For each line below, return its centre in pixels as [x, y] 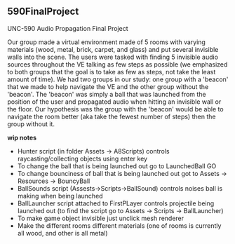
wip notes [22, 137]
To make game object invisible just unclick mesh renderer [101, 218]
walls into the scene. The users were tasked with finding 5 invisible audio [113, 57]
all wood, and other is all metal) [62, 233]
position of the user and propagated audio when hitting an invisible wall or [114, 102]
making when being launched [60, 196]
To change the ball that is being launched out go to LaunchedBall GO [117, 166]
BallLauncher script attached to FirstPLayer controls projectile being [116, 203]
